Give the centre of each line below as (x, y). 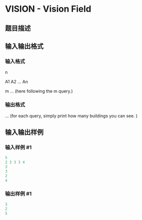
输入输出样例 (24, 132)
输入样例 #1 (18, 147)
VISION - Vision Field (48, 9)
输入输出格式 (24, 46)
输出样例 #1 (18, 194)
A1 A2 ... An (17, 82)
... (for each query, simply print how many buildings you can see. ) (71, 116)
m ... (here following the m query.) (39, 91)
